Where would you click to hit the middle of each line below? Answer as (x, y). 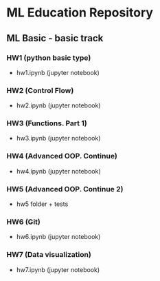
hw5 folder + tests (42, 204)
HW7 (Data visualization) (49, 255)
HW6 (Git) (23, 222)
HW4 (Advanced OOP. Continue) (62, 156)
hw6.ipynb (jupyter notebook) (58, 237)
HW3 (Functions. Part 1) (47, 123)
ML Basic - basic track (55, 38)
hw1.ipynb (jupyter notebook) (58, 72)
